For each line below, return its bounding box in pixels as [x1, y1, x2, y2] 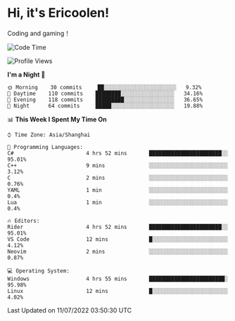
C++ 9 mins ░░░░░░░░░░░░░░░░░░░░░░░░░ [7, 162, 229, 169]
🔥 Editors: [7, 217, 40, 224]
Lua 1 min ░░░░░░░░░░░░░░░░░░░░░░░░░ [7, 199, 229, 206]
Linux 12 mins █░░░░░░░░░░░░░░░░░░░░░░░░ [7, 287, 229, 294]
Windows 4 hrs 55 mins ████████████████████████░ [7, 275, 229, 282]
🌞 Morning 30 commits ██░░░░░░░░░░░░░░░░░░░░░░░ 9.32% [7, 84, 202, 91]
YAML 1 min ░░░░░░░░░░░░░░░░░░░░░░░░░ [7, 186, 229, 194]
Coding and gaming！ [7, 29, 70, 37]
